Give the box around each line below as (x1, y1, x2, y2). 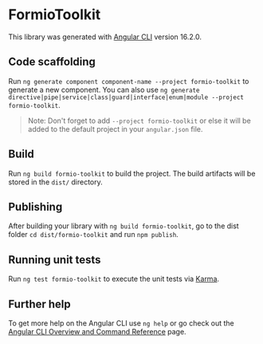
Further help (8, 297, 72, 310)
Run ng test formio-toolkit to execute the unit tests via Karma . (8, 274, 220, 284)
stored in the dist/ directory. (8, 177, 104, 187)
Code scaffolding (8, 55, 96, 69)
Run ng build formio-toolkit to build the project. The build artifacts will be (8, 168, 256, 178)
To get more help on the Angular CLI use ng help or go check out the (8, 318, 234, 328)
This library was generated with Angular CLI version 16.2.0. (8, 32, 202, 42)
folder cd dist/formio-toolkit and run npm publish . (8, 230, 179, 239)
